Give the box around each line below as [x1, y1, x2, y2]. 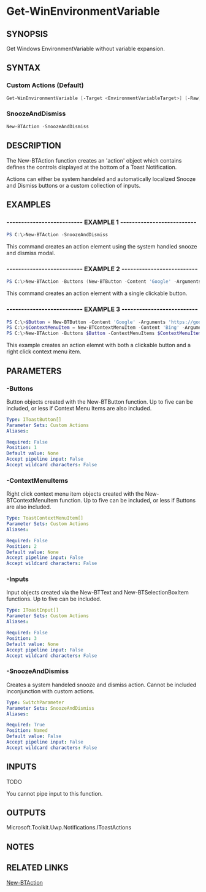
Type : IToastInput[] [6, 607, 59, 613]
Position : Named [6, 728, 48, 734]
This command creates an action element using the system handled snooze [6, 243, 197, 250]
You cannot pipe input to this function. [6, 790, 103, 797]
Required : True [6, 722, 45, 728]
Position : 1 [6, 445, 37, 451]
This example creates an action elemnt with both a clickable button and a [6, 342, 191, 349]
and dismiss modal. [6, 250, 55, 257]
